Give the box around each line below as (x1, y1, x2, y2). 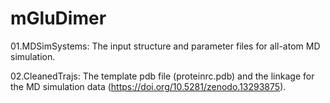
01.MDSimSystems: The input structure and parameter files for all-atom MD (10, 40, 321, 52)
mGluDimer (10, 7, 107, 30)
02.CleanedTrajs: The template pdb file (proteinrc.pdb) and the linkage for (10, 70, 315, 82)
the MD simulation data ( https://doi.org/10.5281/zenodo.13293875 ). (10, 80, 287, 92)
